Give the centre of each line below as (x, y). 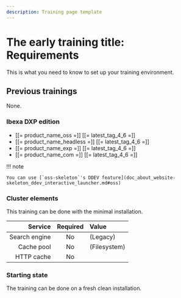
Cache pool (34, 247)
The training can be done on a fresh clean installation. (74, 288)
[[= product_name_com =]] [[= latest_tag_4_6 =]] (76, 154)
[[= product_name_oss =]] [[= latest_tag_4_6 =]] (75, 135)
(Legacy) (102, 237)
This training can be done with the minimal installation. (75, 211)
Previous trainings (42, 91)
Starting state (27, 275)
